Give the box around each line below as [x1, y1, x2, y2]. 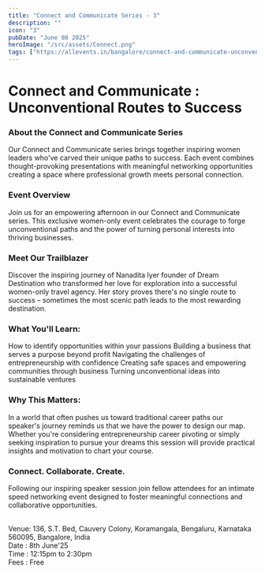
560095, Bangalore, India [8, 532, 91, 541]
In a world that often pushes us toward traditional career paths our [8, 412, 223, 422]
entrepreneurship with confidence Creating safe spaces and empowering [8, 358, 247, 367]
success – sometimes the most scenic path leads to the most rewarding [8, 296, 241, 305]
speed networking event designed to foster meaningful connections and [8, 492, 243, 501]
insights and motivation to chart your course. [8, 446, 154, 456]
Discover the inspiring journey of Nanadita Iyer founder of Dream [8, 270, 219, 280]
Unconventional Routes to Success [8, 99, 243, 117]
